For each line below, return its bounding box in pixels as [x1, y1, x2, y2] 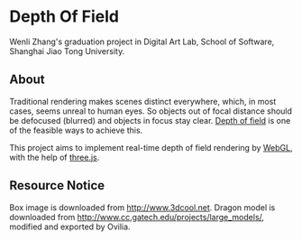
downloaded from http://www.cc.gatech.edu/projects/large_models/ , [9, 211, 264, 222]
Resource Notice [9, 178, 105, 193]
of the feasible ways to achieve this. [9, 125, 143, 135]
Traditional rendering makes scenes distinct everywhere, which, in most [9, 96, 277, 107]
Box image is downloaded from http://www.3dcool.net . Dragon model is [9, 201, 276, 213]
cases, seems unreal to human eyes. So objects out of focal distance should [9, 106, 293, 116]
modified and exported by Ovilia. [9, 221, 131, 232]
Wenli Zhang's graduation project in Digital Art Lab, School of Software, [9, 36, 275, 47]
